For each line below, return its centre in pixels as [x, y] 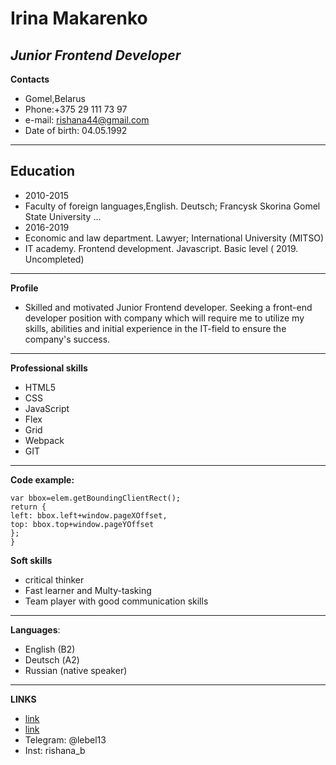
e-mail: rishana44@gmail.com [87, 120]
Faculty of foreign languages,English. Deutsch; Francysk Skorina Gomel [172, 206]
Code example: [42, 479]
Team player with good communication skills [116, 601]
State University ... [63, 216]
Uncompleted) [54, 259]
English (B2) [50, 649]
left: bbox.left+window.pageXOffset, [89, 515]
